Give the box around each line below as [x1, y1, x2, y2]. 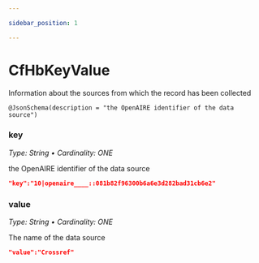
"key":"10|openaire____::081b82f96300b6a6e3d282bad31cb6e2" [8, 179, 217, 188]
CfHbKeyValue [8, 61, 110, 80]
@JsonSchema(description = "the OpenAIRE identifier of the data [8, 103, 234, 112]
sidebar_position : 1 [8, 19, 79, 27]
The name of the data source [8, 233, 106, 243]
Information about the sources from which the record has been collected [8, 88, 252, 97]
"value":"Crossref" [8, 248, 75, 257]
